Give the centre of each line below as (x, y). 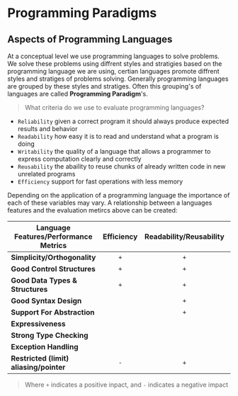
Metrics (53, 245)
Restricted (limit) (40, 358)
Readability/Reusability (184, 237)
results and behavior (47, 129)
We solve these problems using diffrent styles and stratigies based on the (115, 64)
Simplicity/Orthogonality (53, 258)
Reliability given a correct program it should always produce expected (123, 121)
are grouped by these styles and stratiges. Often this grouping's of (104, 86)
